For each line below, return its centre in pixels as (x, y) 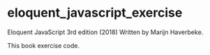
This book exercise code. (44, 45)
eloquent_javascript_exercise (95, 13)
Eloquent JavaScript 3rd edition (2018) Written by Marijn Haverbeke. (105, 32)
